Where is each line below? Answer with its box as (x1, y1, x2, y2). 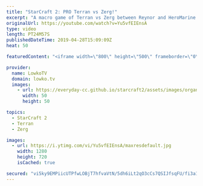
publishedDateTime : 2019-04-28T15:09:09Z (6, 37, 112, 43)
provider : (6, 64, 31, 70)
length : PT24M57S (6, 32, 50, 38)
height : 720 (17, 154, 47, 161)
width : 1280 (17, 148, 47, 154)
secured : (6, 170, 28, 176)
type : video (6, 25, 36, 32)
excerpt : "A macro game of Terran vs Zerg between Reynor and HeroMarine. (6, 15, 199, 21)
